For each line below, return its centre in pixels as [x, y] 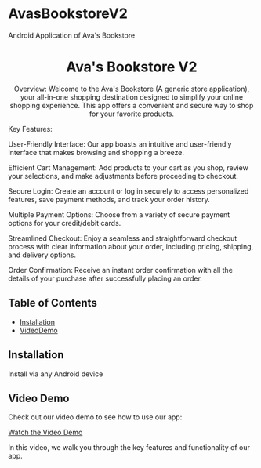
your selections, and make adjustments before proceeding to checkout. [123, 176]
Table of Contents [53, 303]
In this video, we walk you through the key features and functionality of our [129, 448]
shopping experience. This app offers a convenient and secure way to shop [132, 105]
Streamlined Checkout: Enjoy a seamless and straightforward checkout [123, 238]
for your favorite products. [132, 114]
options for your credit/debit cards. [65, 223]
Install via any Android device [56, 374]
